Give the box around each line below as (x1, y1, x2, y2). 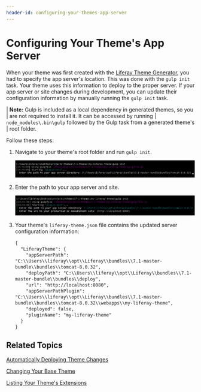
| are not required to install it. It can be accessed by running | (6, 112, 157, 119)
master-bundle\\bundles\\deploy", (14, 276, 101, 282)
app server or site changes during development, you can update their (6, 88, 178, 95)
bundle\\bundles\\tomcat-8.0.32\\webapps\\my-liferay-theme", (14, 300, 173, 306)
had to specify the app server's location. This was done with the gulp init (6, 75, 190, 82)
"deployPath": (26, 270, 61, 276)
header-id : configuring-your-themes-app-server (6, 10, 127, 16)
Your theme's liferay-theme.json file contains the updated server (14, 221, 178, 228)
